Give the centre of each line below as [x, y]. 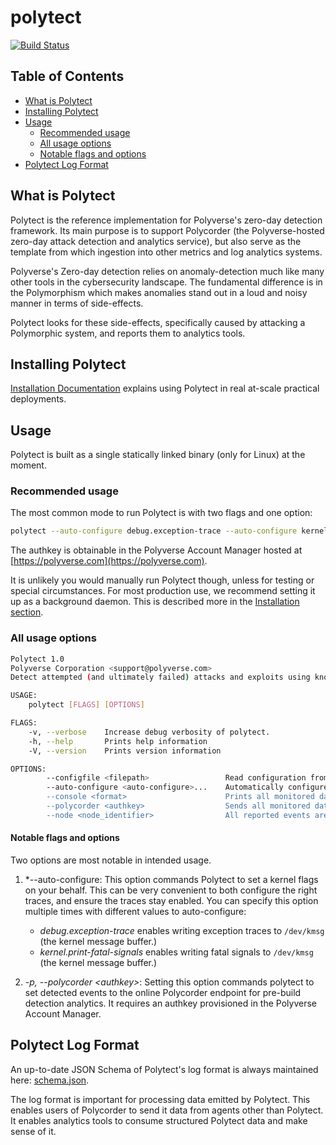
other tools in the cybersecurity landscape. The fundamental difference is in [166, 282]
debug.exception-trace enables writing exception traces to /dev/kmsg [182, 930]
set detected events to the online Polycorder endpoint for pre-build [163, 992]
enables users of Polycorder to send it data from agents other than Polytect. [167, 1110]
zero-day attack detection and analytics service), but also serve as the [156, 241]
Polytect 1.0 [37, 659]
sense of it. [33, 1131]
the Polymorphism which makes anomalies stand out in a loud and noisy [159, 292]
